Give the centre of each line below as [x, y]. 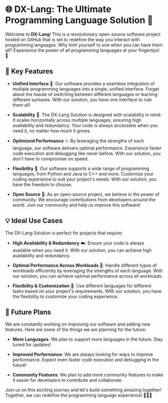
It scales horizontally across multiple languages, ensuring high [77, 120]
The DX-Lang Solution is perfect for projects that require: [64, 233]
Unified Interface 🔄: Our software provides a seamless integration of [83, 84]
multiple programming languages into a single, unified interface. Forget [86, 89]
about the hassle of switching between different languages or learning [85, 94]
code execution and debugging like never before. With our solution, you [87, 153]
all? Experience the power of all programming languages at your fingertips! [82, 50]
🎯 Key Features [29, 71]
